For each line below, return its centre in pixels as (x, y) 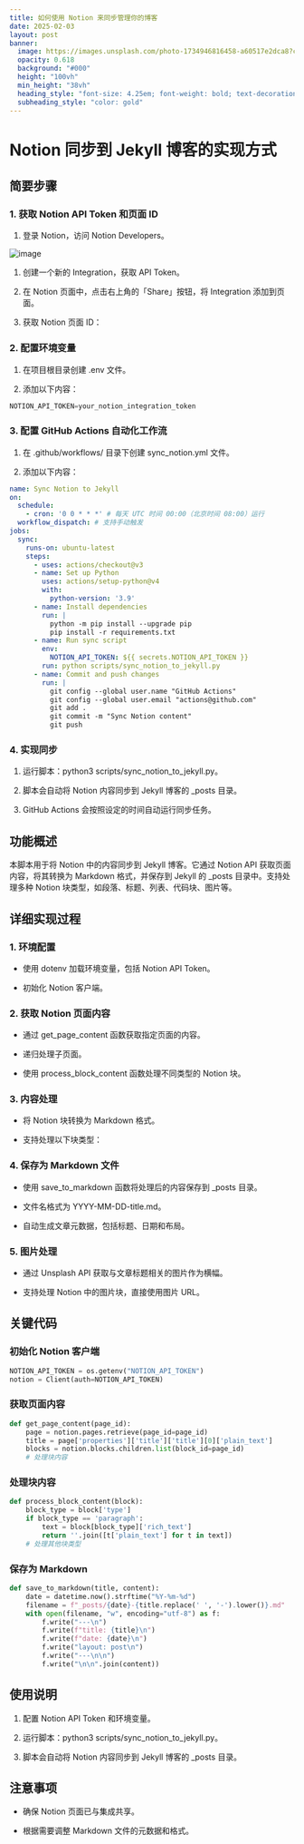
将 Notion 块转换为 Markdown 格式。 (91, 1120)
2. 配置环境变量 (43, 348)
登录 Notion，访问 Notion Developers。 (95, 236)
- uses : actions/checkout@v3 (88, 565)
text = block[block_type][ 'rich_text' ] (117, 1527)
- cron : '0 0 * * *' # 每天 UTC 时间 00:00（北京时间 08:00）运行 (145, 514)
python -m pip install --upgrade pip (121, 624)
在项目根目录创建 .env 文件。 (76, 369)
